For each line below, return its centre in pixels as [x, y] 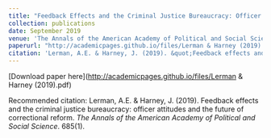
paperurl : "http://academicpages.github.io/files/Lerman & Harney [122, 46]
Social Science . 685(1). [47, 126]
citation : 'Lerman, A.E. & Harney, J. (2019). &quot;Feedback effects [129, 53]
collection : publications [52, 23]
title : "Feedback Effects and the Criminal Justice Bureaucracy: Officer [135, 16]
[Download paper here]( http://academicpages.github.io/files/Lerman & [126, 76]
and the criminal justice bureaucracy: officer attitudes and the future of [126, 109]
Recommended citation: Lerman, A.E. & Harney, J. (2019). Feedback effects [133, 100]
